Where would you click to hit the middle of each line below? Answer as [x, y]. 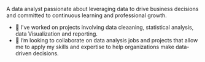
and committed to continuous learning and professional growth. [87, 15]
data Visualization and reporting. [56, 34]
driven [23, 53]
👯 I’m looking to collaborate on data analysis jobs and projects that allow [106, 40]
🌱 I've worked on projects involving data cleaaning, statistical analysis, [104, 27]
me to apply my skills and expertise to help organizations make [95, 47]
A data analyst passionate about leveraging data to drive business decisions [102, 9]
